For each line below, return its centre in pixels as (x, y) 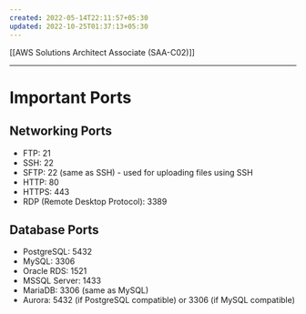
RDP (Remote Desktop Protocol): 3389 (95, 201)
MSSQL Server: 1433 (62, 281)
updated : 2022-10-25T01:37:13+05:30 (79, 26)
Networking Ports (61, 132)
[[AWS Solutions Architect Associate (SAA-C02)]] (102, 52)
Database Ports (54, 230)
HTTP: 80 (41, 182)
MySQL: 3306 (49, 261)
